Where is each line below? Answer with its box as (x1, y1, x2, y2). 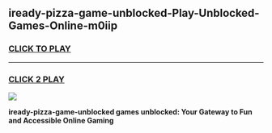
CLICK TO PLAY (8, 44, 71, 55)
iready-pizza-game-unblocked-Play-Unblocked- (8, 6, 260, 20)
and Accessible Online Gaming (8, 115, 114, 125)
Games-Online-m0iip (8, 19, 118, 33)
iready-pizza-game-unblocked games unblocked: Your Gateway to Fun (8, 106, 253, 116)
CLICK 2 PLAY (8, 73, 65, 85)
